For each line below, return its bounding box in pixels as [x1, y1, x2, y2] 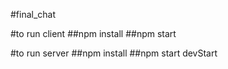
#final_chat [10, 9, 57, 20]
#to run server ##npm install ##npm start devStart [10, 47, 218, 59]
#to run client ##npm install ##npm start [10, 28, 177, 39]
